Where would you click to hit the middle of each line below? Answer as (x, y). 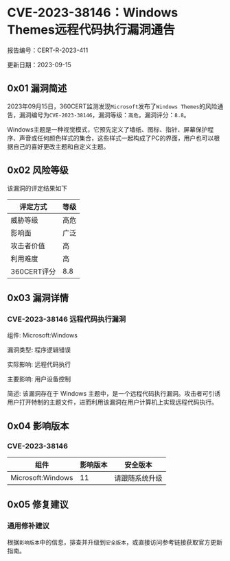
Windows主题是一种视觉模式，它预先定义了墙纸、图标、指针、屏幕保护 (107, 129)
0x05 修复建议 (38, 504)
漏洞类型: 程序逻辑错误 (39, 350)
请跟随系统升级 (138, 478)
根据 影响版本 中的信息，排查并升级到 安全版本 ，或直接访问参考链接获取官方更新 (115, 542)
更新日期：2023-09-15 (39, 64)
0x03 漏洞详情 (38, 298)
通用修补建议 (28, 526)
